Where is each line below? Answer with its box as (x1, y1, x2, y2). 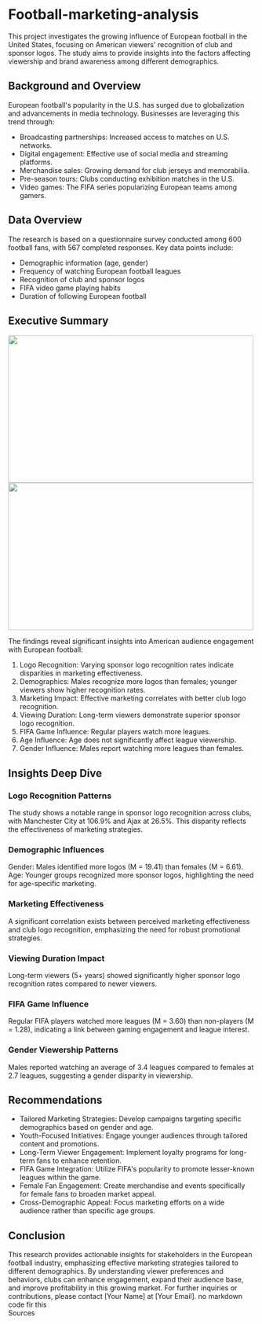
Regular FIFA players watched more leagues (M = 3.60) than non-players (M (8, 1017, 254, 1026)
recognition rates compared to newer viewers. (8, 979, 158, 988)
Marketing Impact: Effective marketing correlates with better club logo (19, 693, 246, 703)
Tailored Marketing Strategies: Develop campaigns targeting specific (19, 1114, 242, 1124)
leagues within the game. (19, 1173, 101, 1182)
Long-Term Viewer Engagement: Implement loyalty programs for (19, 1148, 228, 1157)
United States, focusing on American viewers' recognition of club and (8, 39, 233, 49)
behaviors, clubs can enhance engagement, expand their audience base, (8, 1275, 244, 1285)
